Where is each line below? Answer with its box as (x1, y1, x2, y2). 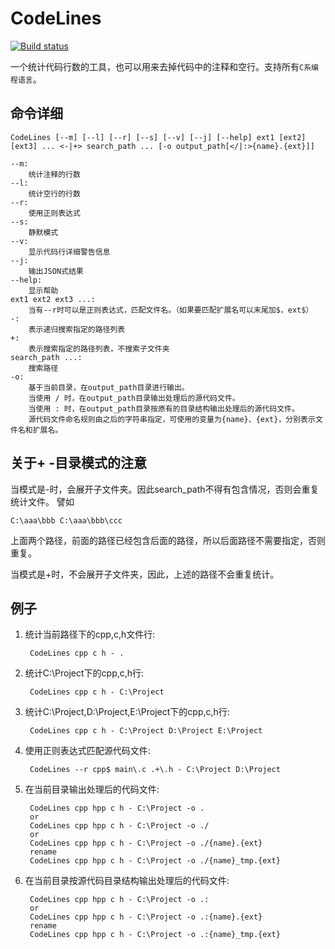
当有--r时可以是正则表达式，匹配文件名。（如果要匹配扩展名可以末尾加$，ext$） (28, 305, 314, 315)
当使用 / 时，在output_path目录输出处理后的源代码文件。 (28, 393, 240, 403)
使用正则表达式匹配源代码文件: (24, 745, 151, 757)
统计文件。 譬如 (10, 495, 75, 507)
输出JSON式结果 (28, 266, 84, 276)
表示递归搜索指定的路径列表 (28, 324, 126, 334)
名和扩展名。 (17, 425, 63, 435)
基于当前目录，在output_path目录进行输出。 (28, 382, 190, 392)
